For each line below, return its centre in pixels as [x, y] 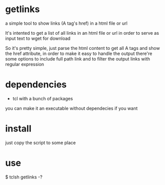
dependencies [36, 85]
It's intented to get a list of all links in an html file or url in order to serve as [82, 33]
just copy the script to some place [41, 143]
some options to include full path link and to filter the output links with [78, 58]
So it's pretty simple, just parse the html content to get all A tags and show [82, 48]
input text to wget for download [38, 38]
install [18, 129]
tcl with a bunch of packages [43, 98]
